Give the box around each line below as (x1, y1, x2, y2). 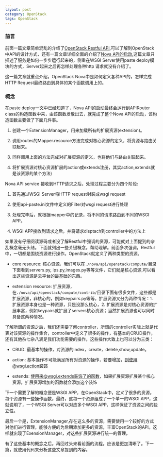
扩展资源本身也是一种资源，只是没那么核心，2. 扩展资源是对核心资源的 (12, 302, 154, 307)
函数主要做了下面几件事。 (9, 117, 61, 123)
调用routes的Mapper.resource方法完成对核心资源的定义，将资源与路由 (12, 137, 153, 143)
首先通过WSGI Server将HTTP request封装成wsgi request (12, 191, 126, 197)
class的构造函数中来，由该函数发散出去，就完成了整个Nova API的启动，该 (5, 111, 153, 117)
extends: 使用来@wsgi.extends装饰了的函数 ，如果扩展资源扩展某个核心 (12, 373, 155, 379)
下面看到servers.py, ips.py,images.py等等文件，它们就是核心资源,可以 (12, 267, 151, 272)
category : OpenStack (5, 12, 47, 17)
